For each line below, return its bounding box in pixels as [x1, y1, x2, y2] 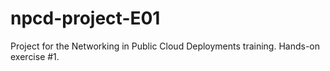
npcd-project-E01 [10, 7, 161, 30]
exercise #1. [10, 50, 60, 62]
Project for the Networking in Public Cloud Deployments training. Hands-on [10, 40, 321, 52]
